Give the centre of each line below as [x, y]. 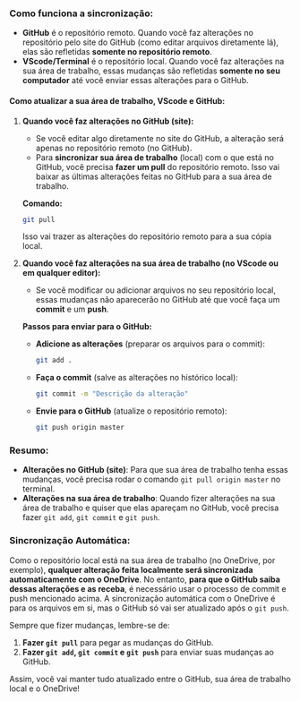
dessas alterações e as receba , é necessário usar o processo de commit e [148, 588]
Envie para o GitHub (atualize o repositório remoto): [131, 411]
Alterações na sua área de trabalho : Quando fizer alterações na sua [149, 499]
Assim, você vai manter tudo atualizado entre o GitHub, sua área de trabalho [150, 679]
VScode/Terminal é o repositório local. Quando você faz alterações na [153, 62]
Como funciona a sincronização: [81, 13]
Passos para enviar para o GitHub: [87, 327]
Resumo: [29, 450]
